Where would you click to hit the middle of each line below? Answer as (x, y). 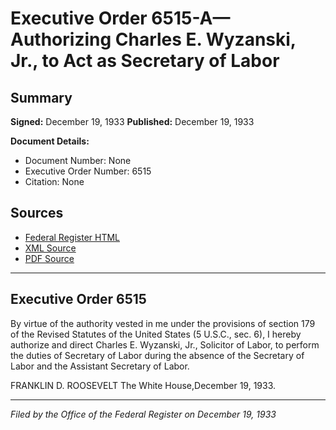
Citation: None (54, 181)
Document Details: (50, 141)
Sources (37, 213)
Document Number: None (78, 160)
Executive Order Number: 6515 (88, 171)
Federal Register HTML (72, 237)
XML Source (50, 248)
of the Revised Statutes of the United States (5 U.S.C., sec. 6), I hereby (156, 334)
